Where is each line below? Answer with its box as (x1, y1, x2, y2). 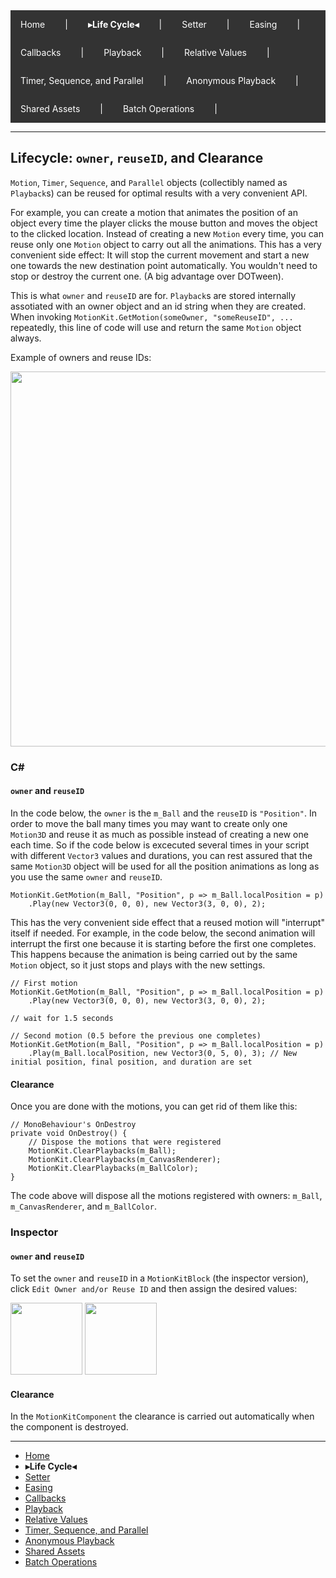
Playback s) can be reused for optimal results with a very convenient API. (10, 187, 308, 199)
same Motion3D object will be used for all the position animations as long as (10, 860, 320, 872)
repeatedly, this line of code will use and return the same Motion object (10, 321, 302, 333)
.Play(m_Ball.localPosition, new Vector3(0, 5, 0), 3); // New (28, 1048, 298, 1058)
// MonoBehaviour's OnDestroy (10, 1120, 137, 1130)
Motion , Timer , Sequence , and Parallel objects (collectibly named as (10, 176, 288, 188)
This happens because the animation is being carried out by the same (10, 948, 298, 960)
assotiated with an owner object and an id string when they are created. (10, 300, 307, 312)
